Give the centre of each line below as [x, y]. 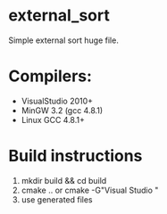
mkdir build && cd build [64, 180]
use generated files [57, 199]
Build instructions [75, 156]
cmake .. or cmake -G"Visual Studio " [90, 190]
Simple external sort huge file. [64, 40]
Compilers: [50, 76]
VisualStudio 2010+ [57, 101]
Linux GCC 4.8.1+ [53, 119]
